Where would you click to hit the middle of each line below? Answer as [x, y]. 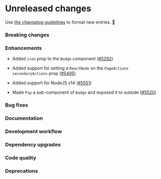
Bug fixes [17, 105]
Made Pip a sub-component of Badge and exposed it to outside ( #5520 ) [84, 92]
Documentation [24, 118]
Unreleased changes [48, 9]
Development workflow [34, 131]
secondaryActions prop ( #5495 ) [44, 74]
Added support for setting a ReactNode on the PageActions [70, 68]
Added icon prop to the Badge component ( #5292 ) [63, 59]
